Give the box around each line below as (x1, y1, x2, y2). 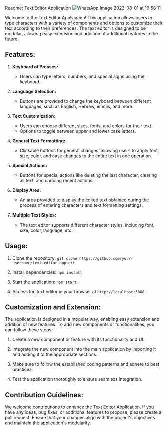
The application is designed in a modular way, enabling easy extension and (5, 316, 160, 322)
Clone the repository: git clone (12, 255, 77, 261)
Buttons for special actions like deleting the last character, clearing (19, 172, 157, 178)
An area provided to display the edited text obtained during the (19, 197, 149, 203)
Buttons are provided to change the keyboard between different (19, 98, 151, 104)
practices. (12, 366, 33, 373)
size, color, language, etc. (19, 227, 73, 233)
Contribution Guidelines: (5, 391, 84, 399)
